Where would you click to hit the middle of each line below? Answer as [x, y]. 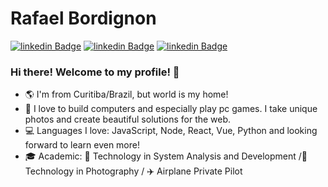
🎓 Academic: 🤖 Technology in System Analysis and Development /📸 [166, 156]
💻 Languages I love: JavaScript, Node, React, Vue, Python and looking [171, 131]
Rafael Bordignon [83, 18]
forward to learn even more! [82, 145]
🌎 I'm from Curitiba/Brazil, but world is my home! [126, 94]
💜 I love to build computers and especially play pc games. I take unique [171, 109]
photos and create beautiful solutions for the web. [128, 119]
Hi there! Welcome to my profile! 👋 [95, 72]
